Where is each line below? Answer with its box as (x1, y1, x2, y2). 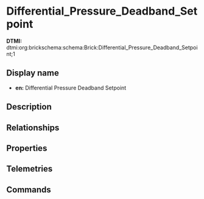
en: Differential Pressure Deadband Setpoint (15, 84, 127, 91)
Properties (6, 143, 47, 153)
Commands (6, 184, 52, 195)
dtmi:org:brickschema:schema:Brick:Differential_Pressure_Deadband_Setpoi (6, 44, 198, 51)
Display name (6, 68, 59, 79)
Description (6, 102, 52, 112)
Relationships (6, 122, 60, 133)
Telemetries (6, 164, 53, 174)
